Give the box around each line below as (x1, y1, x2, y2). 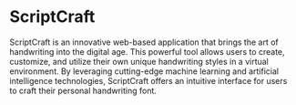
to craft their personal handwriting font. (9, 85, 158, 96)
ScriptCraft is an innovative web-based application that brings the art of (9, 37, 280, 47)
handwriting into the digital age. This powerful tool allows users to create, (9, 46, 285, 57)
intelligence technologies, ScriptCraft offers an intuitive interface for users (9, 75, 288, 86)
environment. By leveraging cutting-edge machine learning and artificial (9, 66, 280, 77)
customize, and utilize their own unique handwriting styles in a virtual (9, 56, 269, 67)
